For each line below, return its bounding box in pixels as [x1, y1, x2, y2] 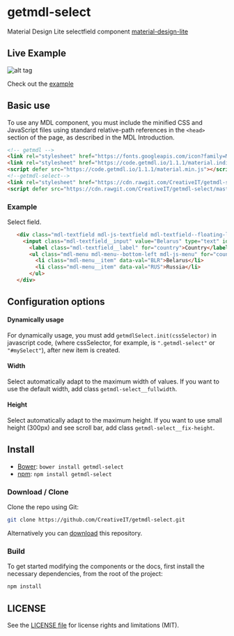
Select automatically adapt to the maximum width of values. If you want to [7, 377, 219, 386]
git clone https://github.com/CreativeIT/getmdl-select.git [7, 517, 186, 524]
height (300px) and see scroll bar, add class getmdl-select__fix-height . [7, 423, 215, 432]
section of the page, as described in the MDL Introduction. [7, 133, 175, 142]
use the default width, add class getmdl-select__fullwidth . [7, 384, 178, 393]
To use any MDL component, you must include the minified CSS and [7, 118, 203, 126]
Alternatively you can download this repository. [7, 529, 143, 537]
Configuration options [7, 296, 106, 308]
